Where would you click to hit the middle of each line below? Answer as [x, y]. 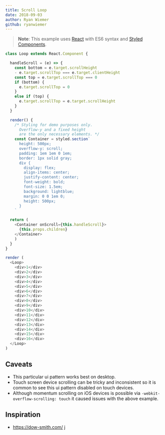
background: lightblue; [49, 191]
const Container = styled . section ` [53, 139]
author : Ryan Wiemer [27, 19]
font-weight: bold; [45, 182]
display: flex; [40, 168]
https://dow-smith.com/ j [39, 427]
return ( [19, 220]
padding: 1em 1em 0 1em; [45, 153]
